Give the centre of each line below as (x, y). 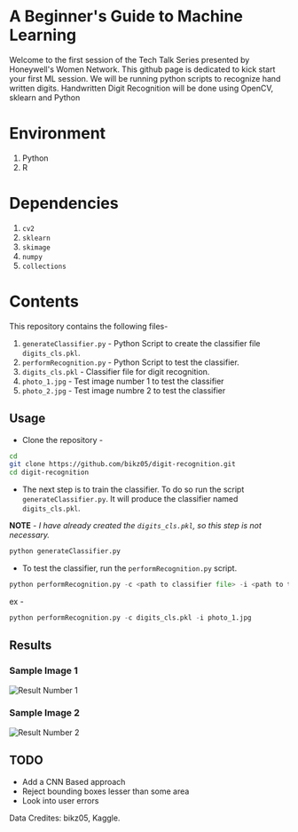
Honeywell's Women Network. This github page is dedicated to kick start (142, 69)
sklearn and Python (45, 97)
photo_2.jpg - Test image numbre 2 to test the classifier (124, 390)
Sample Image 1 (43, 670)
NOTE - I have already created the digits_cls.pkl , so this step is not (135, 526)
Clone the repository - (63, 440)
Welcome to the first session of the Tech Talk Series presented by (129, 59)
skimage (36, 247)
